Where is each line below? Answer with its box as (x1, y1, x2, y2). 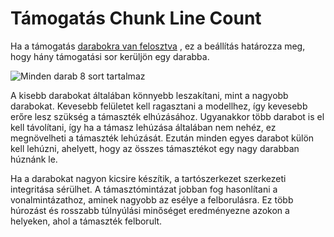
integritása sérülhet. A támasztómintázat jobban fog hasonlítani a (10, 183, 278, 195)
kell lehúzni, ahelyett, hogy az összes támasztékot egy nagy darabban (10, 142, 300, 154)
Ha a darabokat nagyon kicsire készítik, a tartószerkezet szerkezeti (10, 172, 287, 184)
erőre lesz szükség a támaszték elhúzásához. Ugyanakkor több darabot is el (10, 110, 325, 122)
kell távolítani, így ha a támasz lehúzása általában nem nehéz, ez (10, 121, 277, 133)
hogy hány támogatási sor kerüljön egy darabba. (10, 50, 210, 62)
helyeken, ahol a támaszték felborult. (10, 215, 163, 227)
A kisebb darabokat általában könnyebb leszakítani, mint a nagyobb (10, 89, 289, 101)
